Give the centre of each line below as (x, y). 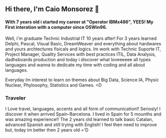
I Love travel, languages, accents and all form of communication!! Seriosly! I (83, 109)
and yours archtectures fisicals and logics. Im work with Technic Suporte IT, (83, 49)
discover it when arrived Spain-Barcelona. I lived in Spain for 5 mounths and (83, 114)
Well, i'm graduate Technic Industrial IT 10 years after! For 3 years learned (81, 38)
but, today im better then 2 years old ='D (47, 130)
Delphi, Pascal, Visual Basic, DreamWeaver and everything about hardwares (83, 43)
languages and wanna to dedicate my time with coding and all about (75, 65)
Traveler (15, 98)
